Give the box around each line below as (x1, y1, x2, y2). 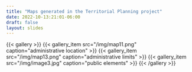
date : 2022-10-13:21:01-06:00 (6, 14, 81, 20)
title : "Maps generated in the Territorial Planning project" (6, 8, 162, 15)
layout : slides (6, 25, 44, 31)
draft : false (6, 19, 38, 25)
